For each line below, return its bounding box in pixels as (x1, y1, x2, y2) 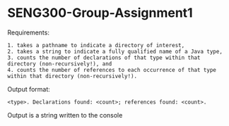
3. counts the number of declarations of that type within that (7, 54, 201, 61)
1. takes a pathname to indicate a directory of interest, (7, 42, 185, 49)
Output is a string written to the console (7, 111, 123, 119)
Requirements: (7, 28, 49, 37)
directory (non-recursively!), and (7, 60, 112, 68)
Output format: (7, 84, 51, 93)
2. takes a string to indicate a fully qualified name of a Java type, (7, 48, 223, 55)
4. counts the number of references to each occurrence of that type (7, 66, 217, 73)
